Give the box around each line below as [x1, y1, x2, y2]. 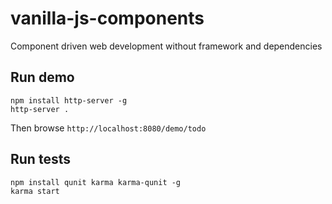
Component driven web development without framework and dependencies [10, 40, 323, 52]
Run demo [10, 69, 75, 86]
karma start [10, 186, 60, 196]
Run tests [10, 151, 71, 168]
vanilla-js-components [10, 7, 205, 30]
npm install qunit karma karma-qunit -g [10, 177, 182, 187]
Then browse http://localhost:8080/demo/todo [10, 122, 207, 134]
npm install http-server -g [10, 95, 128, 106]
